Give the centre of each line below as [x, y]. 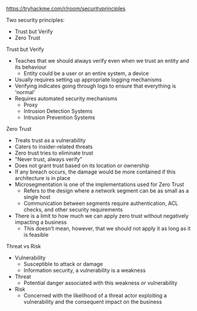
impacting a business [41, 222]
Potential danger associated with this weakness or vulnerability [100, 283]
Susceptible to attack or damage [63, 264]
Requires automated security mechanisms [66, 98]
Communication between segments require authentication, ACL [101, 203]
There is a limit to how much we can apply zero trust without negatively [101, 216]
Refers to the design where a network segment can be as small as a [106, 191]
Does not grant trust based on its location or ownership [82, 166]
